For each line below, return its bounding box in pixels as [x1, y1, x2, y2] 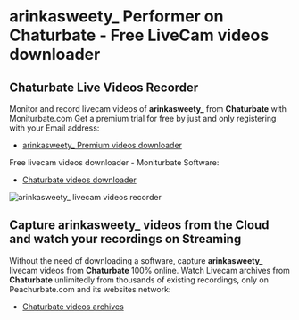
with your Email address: [9, 122, 100, 133]
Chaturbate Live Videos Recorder [9, 80, 199, 95]
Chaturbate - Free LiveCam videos [9, 25, 270, 46]
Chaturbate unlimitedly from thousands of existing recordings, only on [9, 274, 270, 285]
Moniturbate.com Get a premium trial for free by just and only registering [9, 114, 277, 123]
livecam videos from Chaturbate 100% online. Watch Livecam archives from [9, 265, 290, 275]
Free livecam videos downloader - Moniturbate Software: [9, 157, 220, 167]
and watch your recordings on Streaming [9, 232, 242, 247]
